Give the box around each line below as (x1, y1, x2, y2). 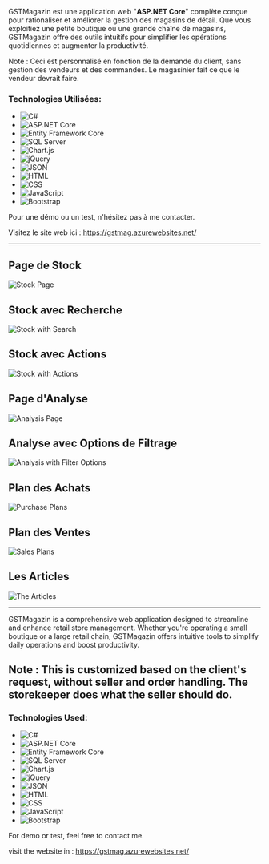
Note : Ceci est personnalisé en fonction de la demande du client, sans (8, 56, 242, 66)
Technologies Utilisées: (8, 93, 102, 104)
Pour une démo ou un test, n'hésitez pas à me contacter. (8, 212, 195, 222)
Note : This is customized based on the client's (8, 663, 247, 676)
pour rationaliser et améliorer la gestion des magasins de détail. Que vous (8, 15, 251, 25)
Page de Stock (8, 258, 82, 272)
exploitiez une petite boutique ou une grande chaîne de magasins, (8, 24, 227, 33)
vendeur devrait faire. (8, 74, 80, 83)
